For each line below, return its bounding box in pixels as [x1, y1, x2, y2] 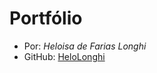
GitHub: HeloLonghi [23, 50, 106, 62]
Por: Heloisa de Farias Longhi [23, 40, 147, 52]
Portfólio [9, 7, 83, 30]
